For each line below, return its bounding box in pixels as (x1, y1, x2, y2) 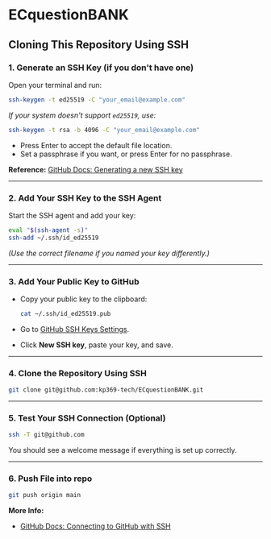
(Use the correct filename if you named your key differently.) (8, 248, 210, 258)
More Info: (8, 506, 44, 516)
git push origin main (8, 491, 81, 500)
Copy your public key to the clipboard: (19, 294, 148, 304)
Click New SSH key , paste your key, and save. (19, 340, 173, 350)
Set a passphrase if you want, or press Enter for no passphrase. (19, 149, 232, 159)
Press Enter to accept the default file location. (19, 140, 173, 150)
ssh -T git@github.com (8, 431, 85, 439)
